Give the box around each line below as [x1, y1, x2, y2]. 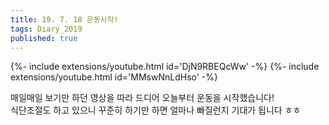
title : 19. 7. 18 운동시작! [10, 14, 119, 25]
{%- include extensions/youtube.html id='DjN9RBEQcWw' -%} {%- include [10, 61, 320, 73]
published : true [10, 33, 78, 43]
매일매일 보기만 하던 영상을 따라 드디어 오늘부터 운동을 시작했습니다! [10, 92, 275, 104]
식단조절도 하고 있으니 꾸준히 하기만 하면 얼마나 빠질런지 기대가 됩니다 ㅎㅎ [10, 104, 302, 116]
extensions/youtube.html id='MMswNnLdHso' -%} [10, 71, 219, 83]
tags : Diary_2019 [10, 24, 83, 34]
